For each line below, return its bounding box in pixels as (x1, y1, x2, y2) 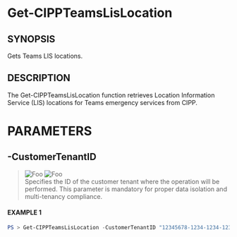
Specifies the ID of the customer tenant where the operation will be (24, 177, 220, 186)
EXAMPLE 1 (7, 208, 42, 217)
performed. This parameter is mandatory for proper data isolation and (24, 185, 228, 193)
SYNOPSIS (7, 33, 56, 45)
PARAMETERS (7, 123, 92, 139)
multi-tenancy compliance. (24, 192, 103, 200)
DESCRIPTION (7, 72, 71, 84)
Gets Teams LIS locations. (7, 51, 83, 60)
